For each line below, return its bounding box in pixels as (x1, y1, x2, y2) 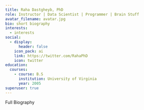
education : (5, 62, 28, 67)
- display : (9, 40, 32, 45)
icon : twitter (14, 58, 43, 63)
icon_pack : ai (14, 49, 43, 54)
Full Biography (5, 99, 35, 105)
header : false (18, 44, 48, 49)
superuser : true (5, 85, 39, 91)
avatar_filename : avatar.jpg (5, 16, 66, 21)
